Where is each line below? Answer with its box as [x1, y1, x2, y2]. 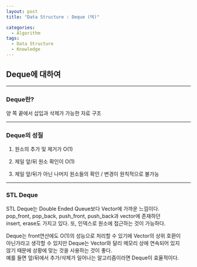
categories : [6, 25, 35, 30]
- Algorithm [11, 30, 41, 36]
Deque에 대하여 [6, 70, 61, 80]
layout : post [6, 8, 38, 15]
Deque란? [6, 95, 35, 103]
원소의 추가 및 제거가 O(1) [14, 146, 73, 153]
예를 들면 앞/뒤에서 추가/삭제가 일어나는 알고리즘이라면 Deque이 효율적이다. [6, 254, 179, 261]
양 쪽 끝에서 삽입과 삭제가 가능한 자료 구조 [6, 109, 101, 117]
